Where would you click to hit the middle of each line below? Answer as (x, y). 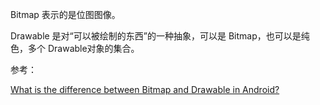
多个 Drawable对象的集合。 (83, 48)
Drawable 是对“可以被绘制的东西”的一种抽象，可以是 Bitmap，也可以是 (156, 36)
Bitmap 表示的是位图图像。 (65, 14)
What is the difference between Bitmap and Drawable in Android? (145, 89)
